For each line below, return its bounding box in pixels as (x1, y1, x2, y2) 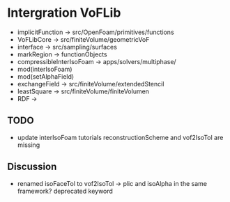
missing (17, 141, 40, 149)
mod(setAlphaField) (17, 72, 75, 81)
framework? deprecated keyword (17, 187, 114, 195)
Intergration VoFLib (7, 5, 121, 21)
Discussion (7, 161, 57, 173)
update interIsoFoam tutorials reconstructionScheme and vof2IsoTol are (17, 133, 224, 141)
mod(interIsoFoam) (17, 65, 72, 73)
